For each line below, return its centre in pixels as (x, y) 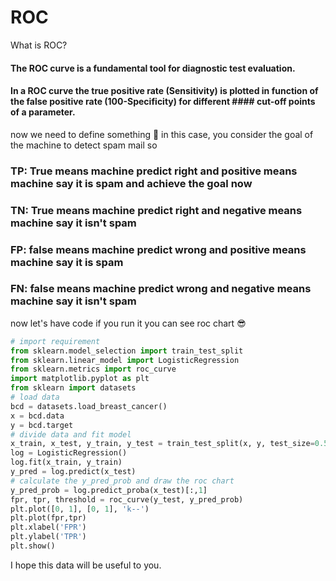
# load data (35, 397)
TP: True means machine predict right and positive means (154, 171)
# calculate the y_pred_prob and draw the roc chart (122, 481)
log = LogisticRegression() (69, 453)
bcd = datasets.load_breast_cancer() (89, 406)
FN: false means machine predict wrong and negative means (161, 289)
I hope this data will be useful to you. (86, 565)
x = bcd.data (37, 416)
